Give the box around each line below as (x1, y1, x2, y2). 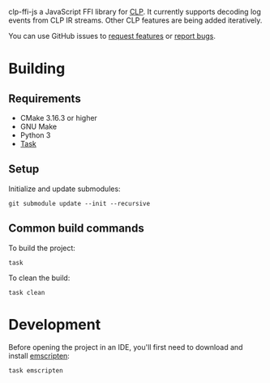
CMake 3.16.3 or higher (19, 113, 97, 122)
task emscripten (8, 366, 63, 375)
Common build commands (8, 222, 144, 236)
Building (8, 60, 66, 78)
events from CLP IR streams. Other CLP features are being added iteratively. (8, 15, 263, 25)
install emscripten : (8, 351, 71, 360)
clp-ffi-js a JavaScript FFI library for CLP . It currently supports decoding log (8, 7, 262, 16)
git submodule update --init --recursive (8, 199, 151, 207)
